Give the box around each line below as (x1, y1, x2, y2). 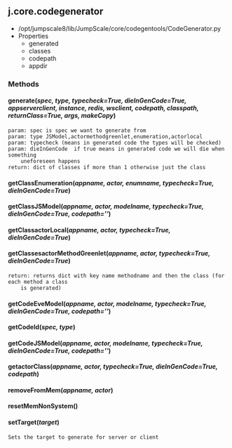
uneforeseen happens (20, 157, 81, 164)
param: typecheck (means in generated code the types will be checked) (8, 139, 221, 146)
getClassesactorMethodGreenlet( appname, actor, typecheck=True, (8, 249, 211, 258)
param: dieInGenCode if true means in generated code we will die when (8, 145, 225, 152)
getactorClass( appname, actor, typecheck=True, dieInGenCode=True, (8, 362, 218, 371)
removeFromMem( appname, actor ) (8, 386, 114, 394)
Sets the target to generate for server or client (8, 433, 159, 441)
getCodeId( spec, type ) (8, 323, 76, 331)
